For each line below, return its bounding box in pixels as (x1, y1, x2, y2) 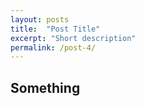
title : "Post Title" (10, 24, 101, 34)
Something (10, 79, 81, 96)
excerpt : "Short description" (10, 33, 137, 43)
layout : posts (10, 14, 70, 25)
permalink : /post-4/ (10, 42, 97, 53)
